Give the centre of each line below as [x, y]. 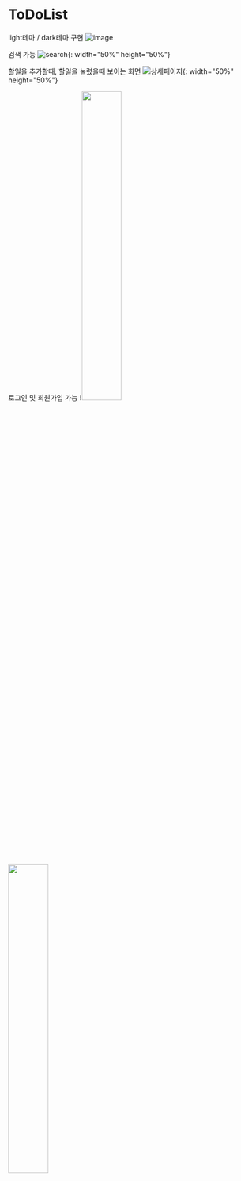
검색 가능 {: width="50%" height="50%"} [90, 54]
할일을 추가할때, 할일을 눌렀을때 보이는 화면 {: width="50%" [121, 71]
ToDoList [38, 15]
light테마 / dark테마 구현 [46, 37]
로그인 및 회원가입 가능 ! [45, 397]
